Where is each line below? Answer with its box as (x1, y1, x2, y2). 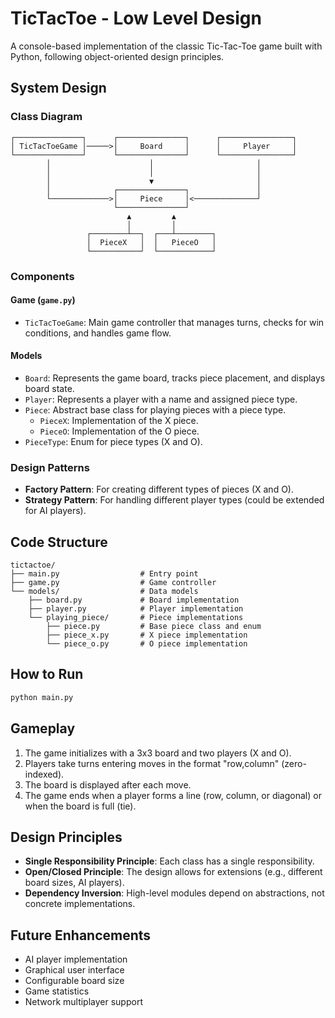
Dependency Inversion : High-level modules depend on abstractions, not (24, 887, 325, 899)
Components (10, 269, 75, 283)
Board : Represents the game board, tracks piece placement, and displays (24, 372, 326, 384)
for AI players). (24, 505, 87, 517)
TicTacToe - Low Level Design (10, 7, 262, 30)
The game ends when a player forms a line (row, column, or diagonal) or (24, 789, 322, 801)
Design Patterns (10, 460, 90, 474)
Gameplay (10, 720, 76, 737)
